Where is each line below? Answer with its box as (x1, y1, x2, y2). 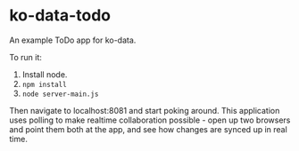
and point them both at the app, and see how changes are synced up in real (9, 123, 287, 134)
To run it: (9, 52, 43, 62)
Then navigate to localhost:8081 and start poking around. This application (9, 105, 280, 115)
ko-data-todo (9, 5, 112, 26)
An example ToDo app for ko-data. (9, 35, 137, 45)
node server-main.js (21, 90, 99, 99)
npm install (21, 80, 67, 89)
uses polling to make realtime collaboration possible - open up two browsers (9, 115, 291, 125)
